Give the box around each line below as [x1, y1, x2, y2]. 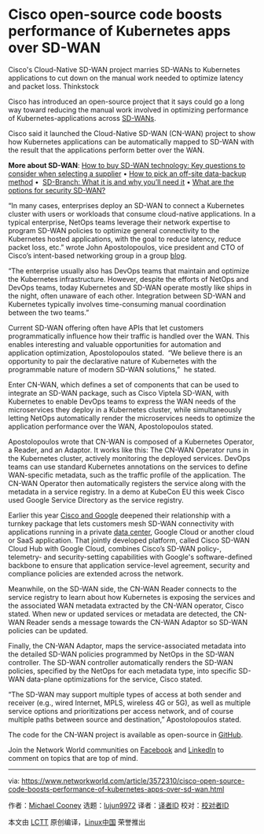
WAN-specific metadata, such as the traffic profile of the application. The [8, 470, 246, 480]
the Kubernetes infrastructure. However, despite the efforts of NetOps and [8, 274, 249, 283]
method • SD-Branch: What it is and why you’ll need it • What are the [8, 177, 234, 186]
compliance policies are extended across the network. [8, 569, 184, 578]
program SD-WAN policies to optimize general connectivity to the [8, 225, 220, 235]
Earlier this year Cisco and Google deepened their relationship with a [8, 510, 231, 520]
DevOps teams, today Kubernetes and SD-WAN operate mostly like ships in [8, 283, 252, 292]
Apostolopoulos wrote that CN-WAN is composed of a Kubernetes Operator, [8, 437, 255, 446]
